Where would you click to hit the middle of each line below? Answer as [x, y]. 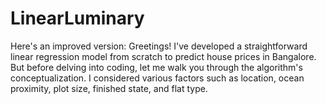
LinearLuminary [77, 18]
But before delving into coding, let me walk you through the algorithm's [156, 67]
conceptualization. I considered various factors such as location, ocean [157, 78]
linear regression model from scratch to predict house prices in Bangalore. [163, 56]
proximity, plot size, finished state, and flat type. [109, 88]
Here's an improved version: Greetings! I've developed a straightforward [159, 46]
